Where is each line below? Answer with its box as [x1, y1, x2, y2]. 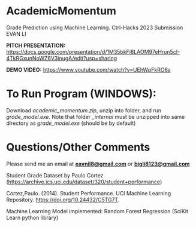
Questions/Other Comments [6, 140, 150, 154]
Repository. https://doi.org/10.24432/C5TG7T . [6, 196, 120, 203]
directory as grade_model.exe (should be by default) [6, 119, 136, 127]
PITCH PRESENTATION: [6, 42, 66, 49]
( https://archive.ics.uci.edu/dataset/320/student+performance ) [6, 178, 162, 185]
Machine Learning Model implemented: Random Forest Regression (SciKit [6, 207, 189, 214]
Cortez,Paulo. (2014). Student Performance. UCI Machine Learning [6, 189, 171, 197]
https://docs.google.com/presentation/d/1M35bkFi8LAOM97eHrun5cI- [6, 48, 180, 55]
